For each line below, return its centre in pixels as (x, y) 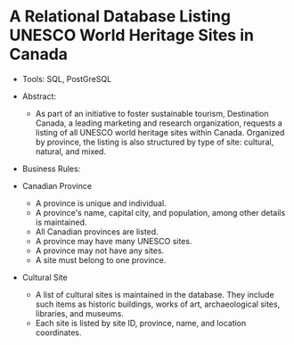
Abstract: (39, 96)
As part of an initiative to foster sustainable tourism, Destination (152, 113)
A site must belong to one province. (101, 259)
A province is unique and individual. (101, 203)
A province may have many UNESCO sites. (114, 241)
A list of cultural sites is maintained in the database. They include (155, 294)
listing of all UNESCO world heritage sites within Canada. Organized (160, 132)
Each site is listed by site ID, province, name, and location (141, 323)
